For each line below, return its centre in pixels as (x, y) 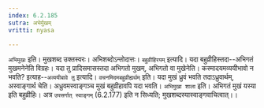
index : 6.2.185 (33, 15)
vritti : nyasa (32, 30)
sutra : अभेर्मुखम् (30, 23)
